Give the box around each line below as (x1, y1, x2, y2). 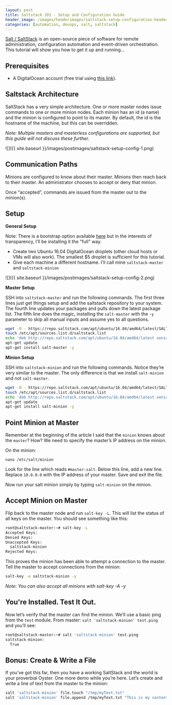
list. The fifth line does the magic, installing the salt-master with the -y (5, 310, 154, 317)
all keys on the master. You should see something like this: (5, 515, 128, 522)
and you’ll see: (5, 622, 36, 628)
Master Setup (5, 284, 35, 291)
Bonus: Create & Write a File (5, 656, 96, 665)
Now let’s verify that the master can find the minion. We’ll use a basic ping (5, 611, 161, 617)
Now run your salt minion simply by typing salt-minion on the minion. (5, 482, 152, 488)
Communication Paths (5, 160, 78, 169)
